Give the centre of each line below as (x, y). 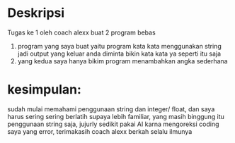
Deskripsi (36, 13)
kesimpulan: (44, 90)
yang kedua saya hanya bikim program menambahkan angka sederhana (122, 61)
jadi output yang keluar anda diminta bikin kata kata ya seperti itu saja (119, 54)
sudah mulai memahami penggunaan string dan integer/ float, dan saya (111, 109)
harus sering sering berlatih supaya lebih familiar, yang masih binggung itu (116, 116)
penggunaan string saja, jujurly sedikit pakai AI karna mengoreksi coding (113, 124)
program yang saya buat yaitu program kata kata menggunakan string (119, 46)
